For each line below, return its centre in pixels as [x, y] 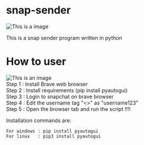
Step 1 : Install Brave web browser [47, 84]
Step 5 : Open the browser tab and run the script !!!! [68, 109]
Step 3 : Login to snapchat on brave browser [60, 96]
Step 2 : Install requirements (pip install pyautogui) [67, 90]
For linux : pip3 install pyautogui [53, 136]
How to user [36, 62]
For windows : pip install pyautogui [52, 131]
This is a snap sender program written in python [64, 38]
